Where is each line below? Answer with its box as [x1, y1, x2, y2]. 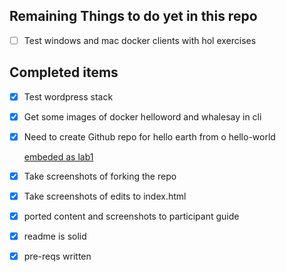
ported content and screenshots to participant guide [23, 210, 240, 222]
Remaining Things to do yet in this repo [9, 8, 258, 25]
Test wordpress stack [23, 90, 114, 103]
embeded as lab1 [23, 150, 94, 163]
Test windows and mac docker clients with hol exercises [23, 34, 257, 46]
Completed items [9, 64, 119, 81]
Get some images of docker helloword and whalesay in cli [23, 110, 262, 123]
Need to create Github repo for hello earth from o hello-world [23, 130, 276, 143]
